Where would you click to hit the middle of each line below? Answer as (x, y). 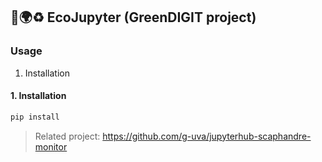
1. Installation (38, 96)
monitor (51, 146)
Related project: (67, 136)
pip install (35, 117)
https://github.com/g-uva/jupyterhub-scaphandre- (207, 136)
